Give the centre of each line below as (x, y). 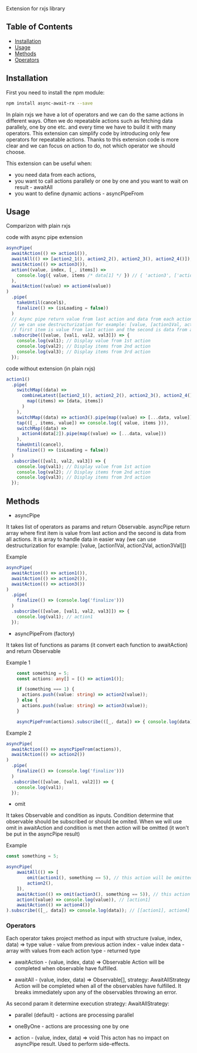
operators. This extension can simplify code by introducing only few (88, 133)
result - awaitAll (33, 187)
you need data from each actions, (55, 174)
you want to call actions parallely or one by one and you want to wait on (101, 181)
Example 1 (18, 662)
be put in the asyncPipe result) (43, 834)
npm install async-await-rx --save (50, 103)
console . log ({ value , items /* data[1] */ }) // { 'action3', (94, 275)
